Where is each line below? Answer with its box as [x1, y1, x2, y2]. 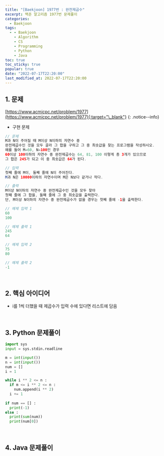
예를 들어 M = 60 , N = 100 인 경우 [5, 148, 60, 152]
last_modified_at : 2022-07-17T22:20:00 [5, 76, 87, 81]
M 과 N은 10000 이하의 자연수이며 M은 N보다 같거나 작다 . [5, 175, 103, 180]
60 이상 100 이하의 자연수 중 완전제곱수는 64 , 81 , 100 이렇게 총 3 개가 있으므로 [5, 152, 146, 157]
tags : [5, 26, 16, 30]
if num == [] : [5, 400, 36, 406]
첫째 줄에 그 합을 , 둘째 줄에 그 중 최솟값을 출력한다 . [5, 193, 100, 198]
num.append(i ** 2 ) [14, 387, 54, 392]
